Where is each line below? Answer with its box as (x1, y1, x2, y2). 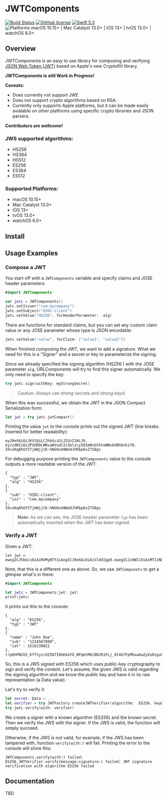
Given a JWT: (5, 543, 33, 549)
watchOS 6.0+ (12, 217, 42, 224)
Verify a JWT (5, 532, 38, 539)
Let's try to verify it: (5, 687, 46, 693)
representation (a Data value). (5, 677, 66, 683)
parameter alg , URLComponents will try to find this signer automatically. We (5, 366, 161, 372)
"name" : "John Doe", (9, 635, 55, 640)
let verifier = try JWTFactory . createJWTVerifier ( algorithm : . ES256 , (5, 701, 153, 706)
